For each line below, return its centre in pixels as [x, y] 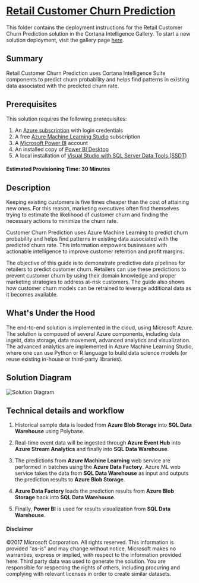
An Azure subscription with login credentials [69, 130]
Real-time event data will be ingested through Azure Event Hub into [98, 443]
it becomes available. [32, 294]
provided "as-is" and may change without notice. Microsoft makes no [91, 549]
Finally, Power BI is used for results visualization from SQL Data [93, 509]
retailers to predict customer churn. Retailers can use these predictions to [96, 269]
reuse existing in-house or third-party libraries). [64, 359]
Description [28, 187]
